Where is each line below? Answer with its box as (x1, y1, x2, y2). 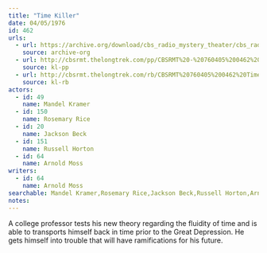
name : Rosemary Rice (22, 115, 91, 123)
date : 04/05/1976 (8, 19, 66, 27)
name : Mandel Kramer (22, 100, 91, 108)
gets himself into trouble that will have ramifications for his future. (8, 235, 223, 245)
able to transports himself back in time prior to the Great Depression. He (8, 227, 245, 236)
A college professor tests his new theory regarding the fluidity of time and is (8, 218, 257, 228)
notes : (8, 197, 30, 204)
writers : (8, 167, 37, 175)
